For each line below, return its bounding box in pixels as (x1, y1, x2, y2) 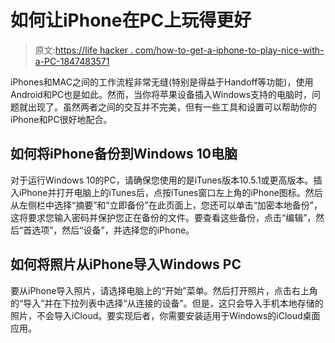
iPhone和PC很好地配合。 (10, 113, 113, 125)
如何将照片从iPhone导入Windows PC (10, 256, 242, 273)
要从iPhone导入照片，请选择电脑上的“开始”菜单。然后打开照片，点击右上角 (10, 284, 318, 296)
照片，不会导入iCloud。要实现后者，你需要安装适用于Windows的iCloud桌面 (10, 309, 321, 321)
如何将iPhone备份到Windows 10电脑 (10, 146, 238, 163)
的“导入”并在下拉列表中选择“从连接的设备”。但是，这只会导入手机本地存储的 (10, 297, 324, 309)
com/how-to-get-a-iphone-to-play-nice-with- (134, 44, 325, 56)
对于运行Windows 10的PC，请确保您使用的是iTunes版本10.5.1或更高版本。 (10, 174, 314, 186)
